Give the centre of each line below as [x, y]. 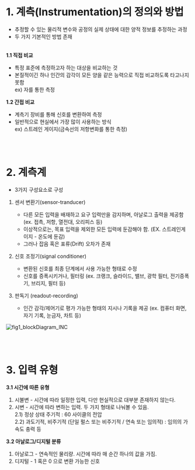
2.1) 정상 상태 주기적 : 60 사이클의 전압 [58, 414]
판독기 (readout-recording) [46, 295]
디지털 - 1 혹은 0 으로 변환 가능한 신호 [57, 461]
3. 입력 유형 [32, 370]
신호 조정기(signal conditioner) [50, 256]
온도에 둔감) [51, 236]
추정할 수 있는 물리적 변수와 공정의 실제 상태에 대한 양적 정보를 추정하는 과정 [101, 29]
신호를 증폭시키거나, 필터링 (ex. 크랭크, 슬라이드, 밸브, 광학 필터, [96, 276]
